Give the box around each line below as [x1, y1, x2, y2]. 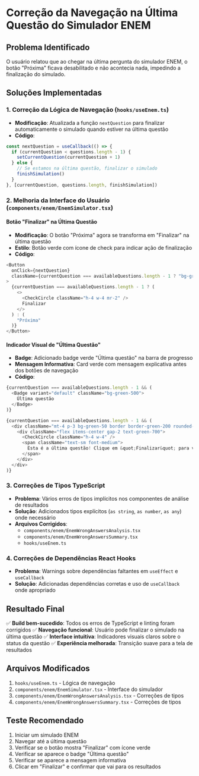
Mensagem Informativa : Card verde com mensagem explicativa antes [14, 360, 187, 368]
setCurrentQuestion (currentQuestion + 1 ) [17, 155, 120, 161]
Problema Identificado [6, 42, 90, 52]
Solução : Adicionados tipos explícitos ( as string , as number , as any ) [14, 507, 182, 514]
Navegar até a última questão [14, 737, 87, 744]
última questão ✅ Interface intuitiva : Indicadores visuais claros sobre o [6, 633, 181, 640]
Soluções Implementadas [6, 88, 102, 98]
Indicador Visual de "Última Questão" [6, 341, 101, 348]
